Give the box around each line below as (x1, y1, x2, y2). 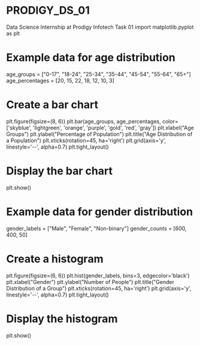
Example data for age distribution (6, 51, 175, 65)
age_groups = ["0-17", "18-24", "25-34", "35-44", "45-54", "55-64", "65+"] (6, 70, 192, 78)
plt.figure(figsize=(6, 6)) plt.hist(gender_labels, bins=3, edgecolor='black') (6, 272, 190, 279)
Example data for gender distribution (6, 205, 193, 219)
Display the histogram (6, 312, 118, 325)
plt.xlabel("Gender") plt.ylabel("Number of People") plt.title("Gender (6, 278, 175, 285)
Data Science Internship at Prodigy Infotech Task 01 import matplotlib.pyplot (6, 23, 194, 31)
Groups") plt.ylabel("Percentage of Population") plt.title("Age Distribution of (6, 130, 193, 138)
